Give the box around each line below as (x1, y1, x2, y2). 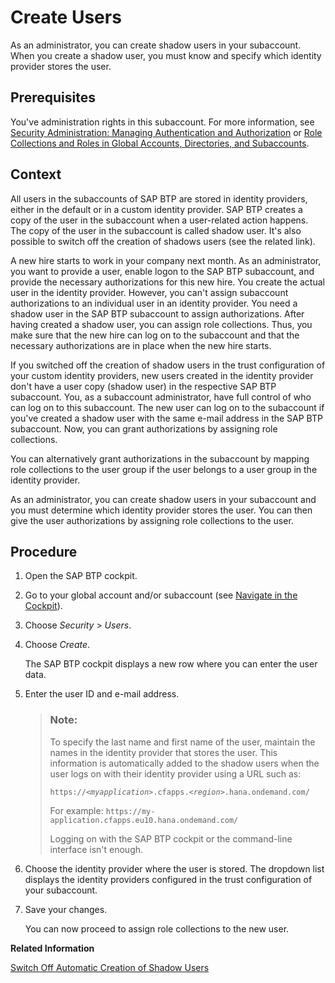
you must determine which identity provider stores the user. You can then (10, 504, 313, 516)
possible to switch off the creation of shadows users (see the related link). (10, 235, 316, 247)
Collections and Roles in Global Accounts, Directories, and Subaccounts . (10, 137, 310, 149)
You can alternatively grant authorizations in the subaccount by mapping (10, 452, 310, 465)
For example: (49, 804, 104, 816)
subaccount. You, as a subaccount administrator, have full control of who (10, 391, 312, 403)
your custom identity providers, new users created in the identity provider (10, 369, 314, 381)
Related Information (10, 942, 95, 954)
